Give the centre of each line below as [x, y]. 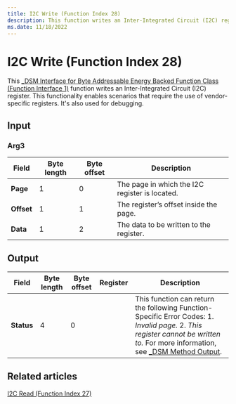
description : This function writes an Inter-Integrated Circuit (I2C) [113, 20]
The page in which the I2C [160, 184]
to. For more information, [175, 343]
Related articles [42, 377]
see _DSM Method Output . [178, 351]
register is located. [147, 193]
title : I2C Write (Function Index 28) [64, 14]
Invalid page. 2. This [168, 325]
